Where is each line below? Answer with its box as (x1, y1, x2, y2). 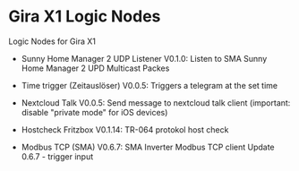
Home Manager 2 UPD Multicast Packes (21, 63, 170, 73)
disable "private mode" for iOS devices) (21, 107, 168, 117)
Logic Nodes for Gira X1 (8, 36, 96, 47)
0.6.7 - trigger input (21, 150, 94, 162)
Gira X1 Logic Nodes (8, 6, 161, 27)
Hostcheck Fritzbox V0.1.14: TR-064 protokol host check (21, 124, 229, 135)
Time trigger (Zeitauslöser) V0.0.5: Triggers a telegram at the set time (21, 80, 278, 90)
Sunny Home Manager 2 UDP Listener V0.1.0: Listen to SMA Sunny (21, 53, 268, 64)
